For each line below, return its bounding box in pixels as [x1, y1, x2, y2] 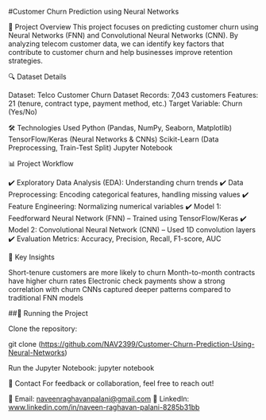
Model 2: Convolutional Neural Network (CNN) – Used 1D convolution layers [8, 225, 256, 234]
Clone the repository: [8, 324, 78, 333]
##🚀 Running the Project [8, 309, 89, 317]
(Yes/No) [8, 107, 38, 116]
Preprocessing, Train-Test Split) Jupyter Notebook [8, 143, 173, 152]
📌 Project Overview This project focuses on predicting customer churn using [8, 22, 259, 31]
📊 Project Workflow [8, 159, 74, 168]
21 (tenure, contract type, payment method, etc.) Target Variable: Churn [8, 99, 243, 108]
